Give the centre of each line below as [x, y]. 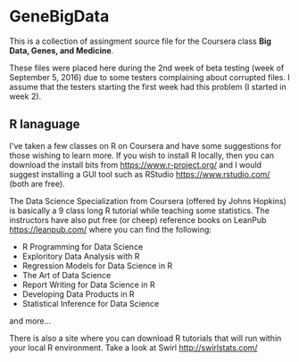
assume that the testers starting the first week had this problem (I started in [148, 86]
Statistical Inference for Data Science [91, 303]
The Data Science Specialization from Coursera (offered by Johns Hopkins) [148, 201]
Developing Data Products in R [79, 294]
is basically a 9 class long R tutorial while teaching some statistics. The [140, 210]
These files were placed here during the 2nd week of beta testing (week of [147, 68]
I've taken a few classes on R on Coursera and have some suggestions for [145, 145]
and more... [30, 321]
